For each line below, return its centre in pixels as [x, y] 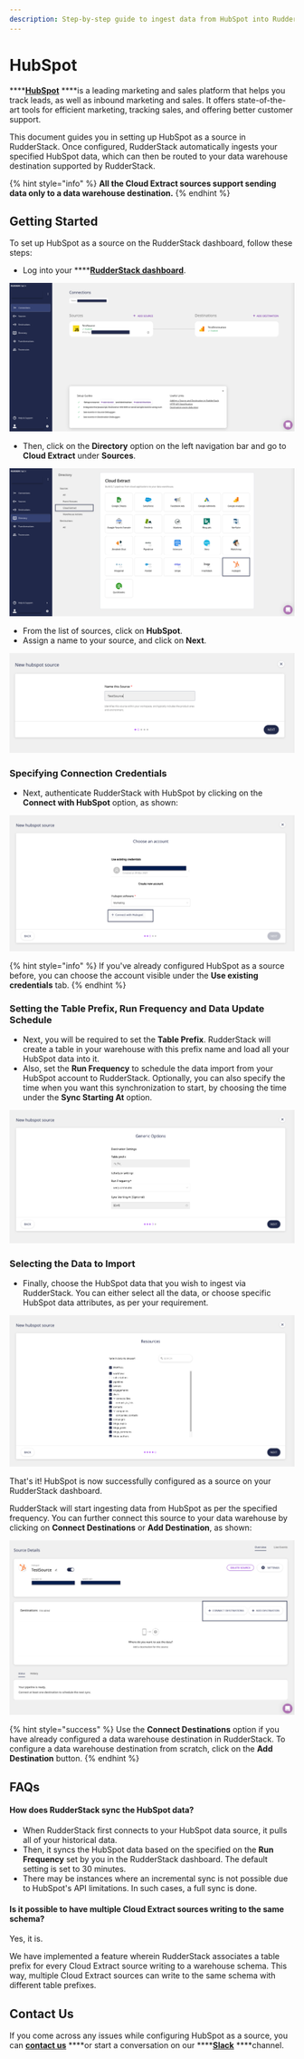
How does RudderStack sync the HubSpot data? [102, 1810]
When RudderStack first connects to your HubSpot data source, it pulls [155, 1830]
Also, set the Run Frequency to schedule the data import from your [147, 1069]
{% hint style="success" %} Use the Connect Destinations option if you [144, 1730]
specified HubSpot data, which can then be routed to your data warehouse [148, 156]
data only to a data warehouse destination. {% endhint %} [120, 193]
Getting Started [54, 221]
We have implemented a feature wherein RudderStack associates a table [145, 1957]
